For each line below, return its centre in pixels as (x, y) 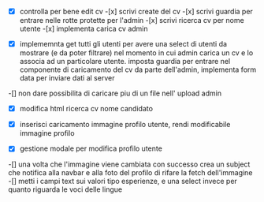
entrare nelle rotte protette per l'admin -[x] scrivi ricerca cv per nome (132, 21)
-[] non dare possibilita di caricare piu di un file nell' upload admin (115, 93)
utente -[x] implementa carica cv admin (84, 29)
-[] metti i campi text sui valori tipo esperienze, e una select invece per (123, 181)
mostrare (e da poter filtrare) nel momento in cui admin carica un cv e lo (136, 53)
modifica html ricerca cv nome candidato (86, 109)
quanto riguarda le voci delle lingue (65, 189)
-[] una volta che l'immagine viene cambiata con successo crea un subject (129, 164)
